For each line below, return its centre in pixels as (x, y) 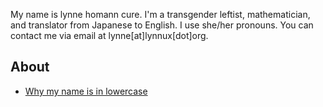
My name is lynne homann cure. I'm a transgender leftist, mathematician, (160, 14)
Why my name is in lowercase (86, 91)
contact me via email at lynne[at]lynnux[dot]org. (109, 35)
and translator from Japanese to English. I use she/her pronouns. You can (162, 25)
